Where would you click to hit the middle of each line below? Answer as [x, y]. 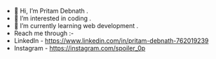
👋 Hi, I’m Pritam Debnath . [51, 11]
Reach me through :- [44, 33]
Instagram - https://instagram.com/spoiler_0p [80, 48]
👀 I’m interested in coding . [52, 18]
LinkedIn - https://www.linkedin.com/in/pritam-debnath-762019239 [111, 41]
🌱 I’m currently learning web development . [76, 26]
